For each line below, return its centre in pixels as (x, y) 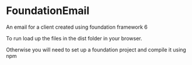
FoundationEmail (48, 11)
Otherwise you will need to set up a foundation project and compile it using (96, 49)
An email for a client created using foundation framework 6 (77, 27)
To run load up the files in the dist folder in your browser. (74, 38)
